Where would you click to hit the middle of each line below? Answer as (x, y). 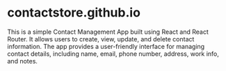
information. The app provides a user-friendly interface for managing (106, 46)
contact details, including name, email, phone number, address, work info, (113, 54)
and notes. (23, 61)
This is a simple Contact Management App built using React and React (108, 32)
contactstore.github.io (74, 13)
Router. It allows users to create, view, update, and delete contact (101, 39)
